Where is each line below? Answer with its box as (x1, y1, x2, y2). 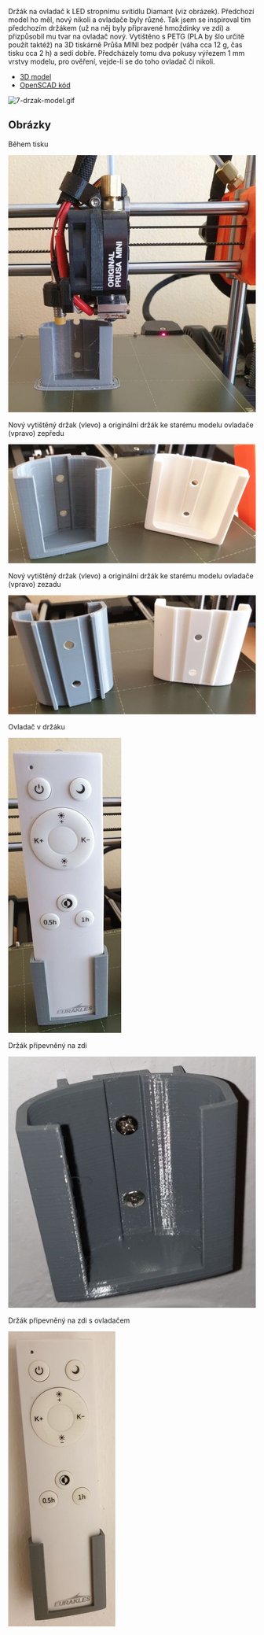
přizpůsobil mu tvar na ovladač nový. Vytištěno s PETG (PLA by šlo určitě (8, 31, 245, 41)
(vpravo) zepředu (8, 428, 64, 437)
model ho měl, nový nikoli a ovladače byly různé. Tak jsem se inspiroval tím (8, 15, 251, 24)
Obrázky (8, 118, 51, 132)
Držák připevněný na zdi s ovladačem (8, 1316, 130, 1325)
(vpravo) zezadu (8, 579, 61, 589)
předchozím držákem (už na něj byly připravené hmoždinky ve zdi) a (8, 24, 230, 32)
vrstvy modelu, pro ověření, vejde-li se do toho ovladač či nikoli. (8, 57, 215, 66)
